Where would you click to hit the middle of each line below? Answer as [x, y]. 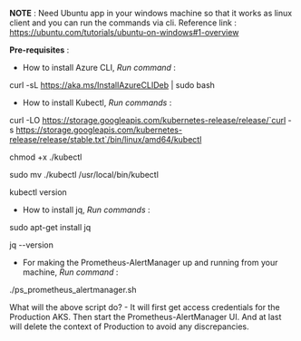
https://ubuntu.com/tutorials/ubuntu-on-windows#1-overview [124, 32]
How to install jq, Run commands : [86, 209]
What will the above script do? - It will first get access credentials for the [145, 307]
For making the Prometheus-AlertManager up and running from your [150, 263]
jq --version [32, 245]
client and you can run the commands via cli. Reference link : [123, 23]
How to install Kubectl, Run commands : [97, 102]
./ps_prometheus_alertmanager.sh [73, 290]
